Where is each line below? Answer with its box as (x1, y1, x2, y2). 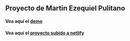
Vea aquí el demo (5, 18, 43, 24)
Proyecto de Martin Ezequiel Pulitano (5, 4, 125, 13)
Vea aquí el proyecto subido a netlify (5, 30, 85, 36)
